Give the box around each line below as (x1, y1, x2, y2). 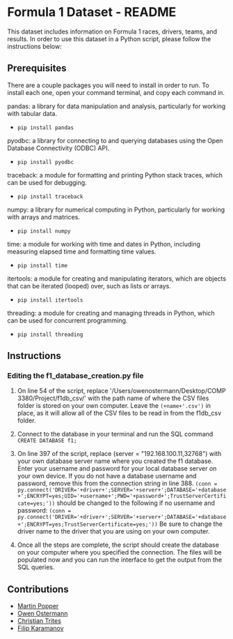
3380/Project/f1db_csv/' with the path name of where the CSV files (17, 394, 209, 402)
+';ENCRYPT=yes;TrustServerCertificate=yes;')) (17, 521, 158, 528)
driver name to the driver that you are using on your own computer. (17, 527, 210, 536)
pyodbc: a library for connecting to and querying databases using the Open (7, 136, 224, 145)
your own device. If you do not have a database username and (17, 472, 197, 480)
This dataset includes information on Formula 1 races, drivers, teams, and (7, 27, 218, 36)
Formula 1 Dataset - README (7, 4, 177, 20)
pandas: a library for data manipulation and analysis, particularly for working (7, 102, 226, 110)
